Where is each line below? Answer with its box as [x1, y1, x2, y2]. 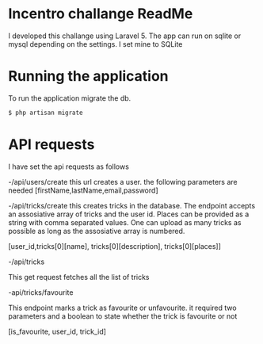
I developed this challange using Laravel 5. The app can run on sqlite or [8, 31, 242, 40]
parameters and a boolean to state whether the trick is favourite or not [8, 311, 238, 321]
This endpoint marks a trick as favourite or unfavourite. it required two [8, 303, 237, 312]
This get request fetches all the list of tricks [8, 272, 150, 281]
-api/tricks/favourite [8, 287, 74, 297]
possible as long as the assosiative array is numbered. [8, 226, 185, 235]
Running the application [8, 67, 169, 86]
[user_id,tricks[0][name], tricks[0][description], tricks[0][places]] [8, 241, 222, 250]
